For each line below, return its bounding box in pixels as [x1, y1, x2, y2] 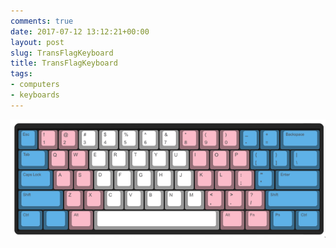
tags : [10, 69, 33, 79]
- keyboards [10, 90, 60, 100]
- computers [10, 80, 60, 90]
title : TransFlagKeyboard [10, 58, 118, 69]
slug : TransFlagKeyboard [10, 48, 114, 58]
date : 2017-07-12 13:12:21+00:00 [10, 26, 150, 37]
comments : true [10, 16, 74, 26]
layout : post [10, 37, 65, 47]
